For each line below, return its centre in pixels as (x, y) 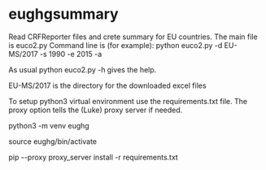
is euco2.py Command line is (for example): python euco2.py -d (116, 45)
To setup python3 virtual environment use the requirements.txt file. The (128, 101)
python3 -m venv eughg (49, 125)
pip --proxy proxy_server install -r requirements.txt (94, 157)
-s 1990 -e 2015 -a (71, 54)
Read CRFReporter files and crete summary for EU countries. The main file (133, 37)
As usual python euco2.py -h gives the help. (83, 69)
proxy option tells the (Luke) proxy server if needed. (96, 110)
